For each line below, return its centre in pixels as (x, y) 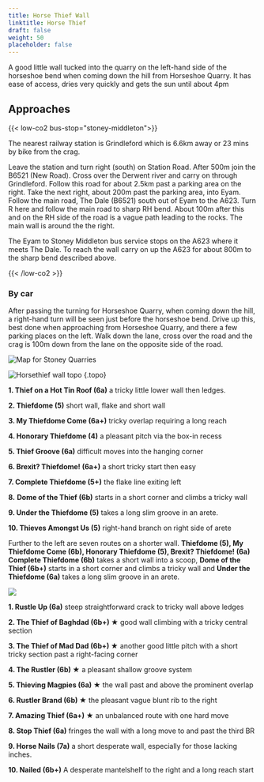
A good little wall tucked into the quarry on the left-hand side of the (118, 67)
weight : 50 (26, 38)
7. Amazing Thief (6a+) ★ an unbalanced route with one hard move (119, 716)
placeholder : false (40, 45)
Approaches (40, 109)
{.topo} (95, 375)
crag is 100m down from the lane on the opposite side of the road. (116, 344)
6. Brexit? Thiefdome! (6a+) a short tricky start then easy (102, 467)
